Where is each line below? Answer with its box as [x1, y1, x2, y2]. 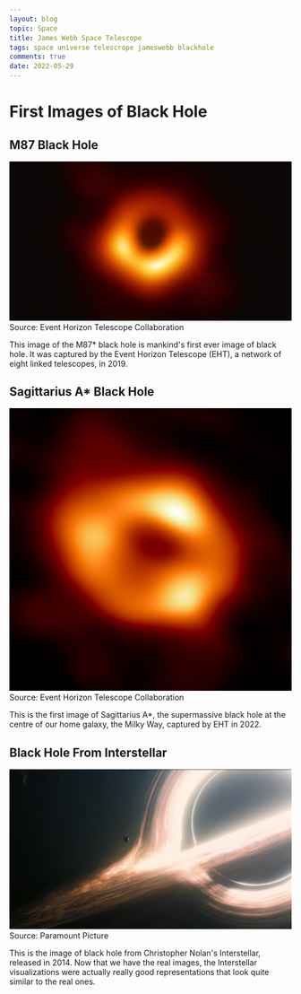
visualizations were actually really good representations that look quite [9, 966, 270, 977]
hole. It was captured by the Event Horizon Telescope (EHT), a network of [9, 348, 282, 359]
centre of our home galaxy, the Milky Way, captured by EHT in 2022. [9, 719, 262, 730]
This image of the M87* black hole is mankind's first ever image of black [9, 339, 277, 350]
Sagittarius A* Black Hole [9, 384, 155, 399]
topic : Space [9, 23, 58, 33]
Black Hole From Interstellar [9, 745, 168, 760]
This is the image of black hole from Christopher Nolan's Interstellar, [9, 947, 262, 958]
